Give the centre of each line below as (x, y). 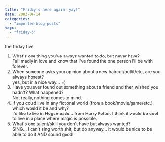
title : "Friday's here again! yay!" (43, 10)
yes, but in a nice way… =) (39, 82)
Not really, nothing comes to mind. (47, 98)
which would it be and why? (40, 108)
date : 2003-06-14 (23, 14)
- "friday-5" (23, 32)
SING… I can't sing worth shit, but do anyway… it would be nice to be (82, 129)
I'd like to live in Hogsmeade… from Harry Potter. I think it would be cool (85, 113)
